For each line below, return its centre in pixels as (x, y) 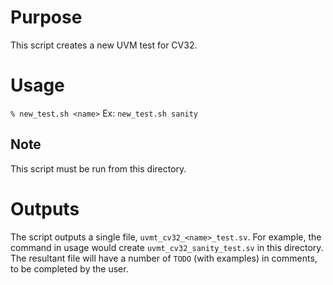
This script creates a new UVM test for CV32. (104, 45)
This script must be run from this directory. (98, 168)
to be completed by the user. (69, 268)
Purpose (46, 17)
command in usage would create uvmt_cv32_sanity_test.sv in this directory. (167, 247)
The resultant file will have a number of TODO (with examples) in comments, (164, 258)
